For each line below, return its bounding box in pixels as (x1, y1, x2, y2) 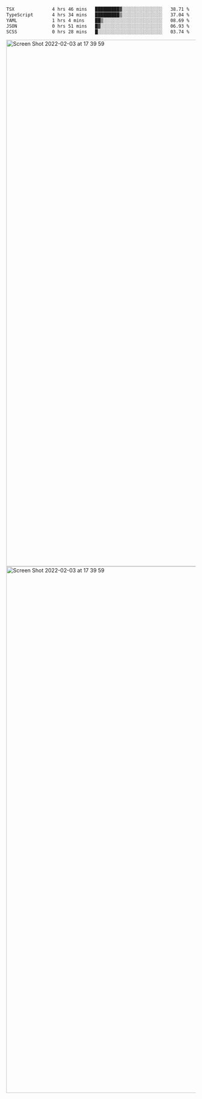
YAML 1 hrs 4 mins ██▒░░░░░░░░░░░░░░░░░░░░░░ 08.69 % (6, 17, 189, 23)
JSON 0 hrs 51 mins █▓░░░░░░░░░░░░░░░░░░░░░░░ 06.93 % (6, 23, 189, 29)
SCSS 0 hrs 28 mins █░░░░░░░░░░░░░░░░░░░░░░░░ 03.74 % (6, 28, 189, 35)
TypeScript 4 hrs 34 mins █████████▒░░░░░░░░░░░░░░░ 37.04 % (6, 11, 189, 18)
